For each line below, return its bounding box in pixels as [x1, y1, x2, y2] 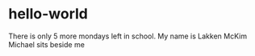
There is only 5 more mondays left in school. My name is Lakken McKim [8, 31, 248, 41]
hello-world [8, 5, 89, 23]
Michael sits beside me [8, 39, 85, 49]
